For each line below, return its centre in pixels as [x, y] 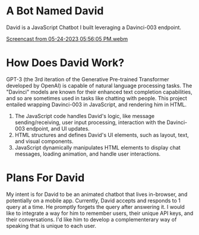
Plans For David [45, 178]
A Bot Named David [55, 11]
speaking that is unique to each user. [51, 226]
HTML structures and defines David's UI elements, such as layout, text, [102, 135]
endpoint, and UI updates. [58, 128]
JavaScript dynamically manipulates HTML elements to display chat [98, 147]
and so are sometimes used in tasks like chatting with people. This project [97, 98]
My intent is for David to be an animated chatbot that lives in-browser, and [97, 194]
